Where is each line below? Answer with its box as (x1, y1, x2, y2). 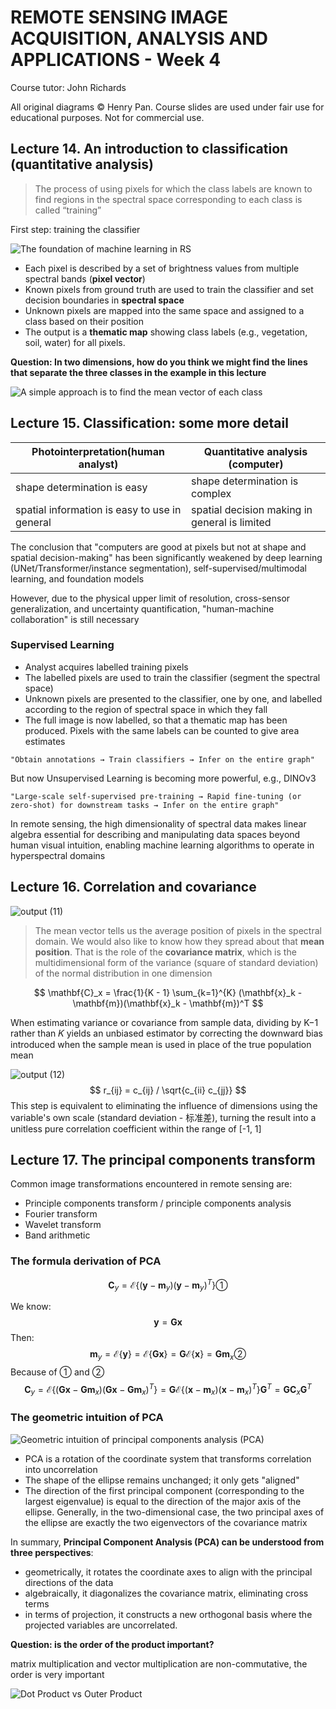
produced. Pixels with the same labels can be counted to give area (24, 724, 300, 736)
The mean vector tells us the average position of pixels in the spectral (34, 924, 322, 936)
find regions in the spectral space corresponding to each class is (34, 193, 303, 205)
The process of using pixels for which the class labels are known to (34, 182, 313, 195)
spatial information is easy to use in (15, 502, 182, 516)
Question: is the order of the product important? (10, 1638, 215, 1650)
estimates (24, 735, 66, 747)
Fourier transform (24, 1208, 98, 1220)
